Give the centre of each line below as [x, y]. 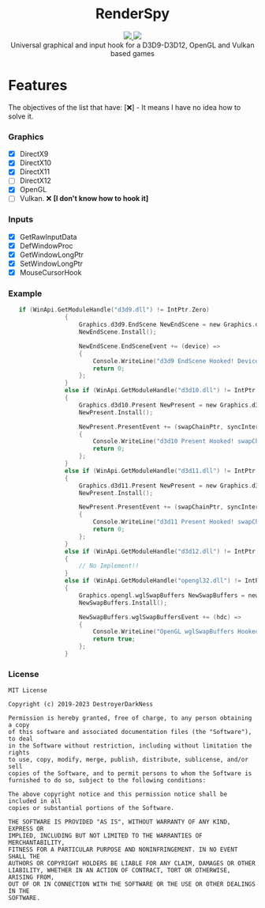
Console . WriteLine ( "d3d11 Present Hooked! [164, 522]
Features [38, 86]
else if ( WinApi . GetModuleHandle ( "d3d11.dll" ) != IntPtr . [162, 471]
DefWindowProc [46, 245]
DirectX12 [35, 181]
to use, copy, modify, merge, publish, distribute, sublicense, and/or [128, 760]
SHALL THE [24, 857]
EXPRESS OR [26, 829]
